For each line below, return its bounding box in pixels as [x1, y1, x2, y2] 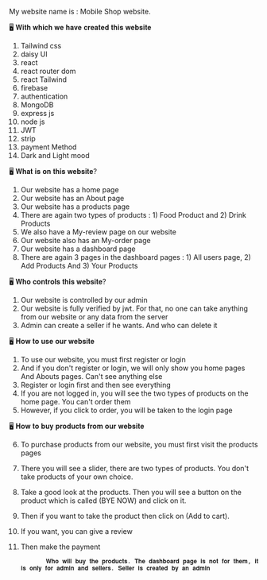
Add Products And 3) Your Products [20, 261, 138, 270]
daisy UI [20, 49, 48, 59]
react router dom [20, 67, 76, 75]
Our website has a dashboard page [20, 244, 136, 253]
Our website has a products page [20, 202, 130, 211]
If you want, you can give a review [20, 527, 133, 536]
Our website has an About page [20, 194, 125, 203]
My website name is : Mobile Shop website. [9, 7, 151, 16]
